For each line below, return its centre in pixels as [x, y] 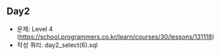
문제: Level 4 [35, 29]
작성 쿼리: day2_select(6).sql [57, 45]
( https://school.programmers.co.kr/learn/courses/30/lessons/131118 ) [115, 37]
